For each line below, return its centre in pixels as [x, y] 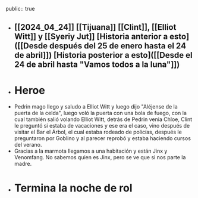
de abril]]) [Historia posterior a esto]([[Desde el [103, 55]
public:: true [20, 9]
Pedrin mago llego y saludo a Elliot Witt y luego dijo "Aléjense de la [96, 107]
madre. [23, 164]
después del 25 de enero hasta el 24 [118, 46]
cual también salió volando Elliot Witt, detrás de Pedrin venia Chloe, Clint [103, 119]
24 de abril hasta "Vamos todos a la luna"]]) [97, 65]
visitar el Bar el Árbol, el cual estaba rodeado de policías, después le [98, 132]
